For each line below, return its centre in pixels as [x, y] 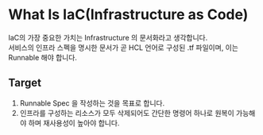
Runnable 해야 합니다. [43, 57]
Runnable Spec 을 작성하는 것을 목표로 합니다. [92, 103]
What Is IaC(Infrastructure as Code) [128, 15]
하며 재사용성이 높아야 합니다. [74, 123]
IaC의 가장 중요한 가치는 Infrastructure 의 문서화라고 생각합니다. [108, 37]
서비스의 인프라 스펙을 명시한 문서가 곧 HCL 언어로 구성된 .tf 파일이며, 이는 [123, 47]
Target [25, 83]
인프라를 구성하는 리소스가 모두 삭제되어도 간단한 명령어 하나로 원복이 [127, 113]
